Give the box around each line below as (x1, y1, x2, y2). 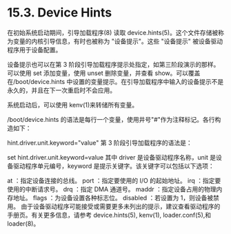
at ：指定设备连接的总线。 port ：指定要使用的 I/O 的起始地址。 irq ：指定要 (7, 176, 221, 184)
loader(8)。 (7, 219, 40, 228)
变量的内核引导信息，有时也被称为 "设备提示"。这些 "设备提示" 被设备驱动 (12, 36, 223, 45)
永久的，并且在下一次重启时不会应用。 (7, 86, 116, 94)
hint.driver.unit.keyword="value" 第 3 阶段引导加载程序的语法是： (7, 138, 193, 147)
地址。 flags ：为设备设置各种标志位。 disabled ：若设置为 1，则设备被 (12, 193, 214, 202)
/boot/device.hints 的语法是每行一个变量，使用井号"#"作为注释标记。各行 (7, 115, 215, 123)
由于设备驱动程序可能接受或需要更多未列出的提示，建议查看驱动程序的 (20, 202, 221, 211)
